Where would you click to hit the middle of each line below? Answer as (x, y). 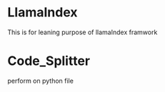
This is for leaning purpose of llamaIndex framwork (82, 32)
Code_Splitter (49, 61)
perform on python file (40, 81)
